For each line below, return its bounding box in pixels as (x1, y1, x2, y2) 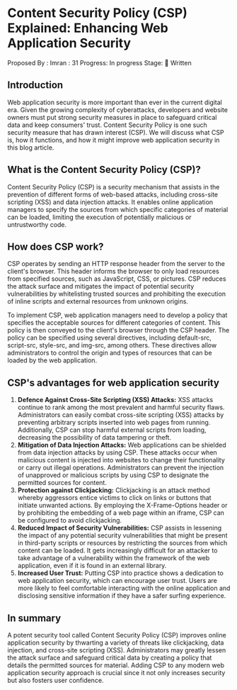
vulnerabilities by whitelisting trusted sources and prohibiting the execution (7, 289, 226, 299)
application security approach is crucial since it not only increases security (7, 669, 226, 677)
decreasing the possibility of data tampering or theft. (17, 433, 172, 442)
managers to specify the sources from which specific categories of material (7, 205, 229, 213)
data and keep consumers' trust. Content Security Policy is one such (7, 121, 207, 129)
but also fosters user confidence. (7, 676, 104, 684)
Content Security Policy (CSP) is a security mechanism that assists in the (7, 182, 220, 191)
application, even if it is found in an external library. (17, 562, 167, 570)
